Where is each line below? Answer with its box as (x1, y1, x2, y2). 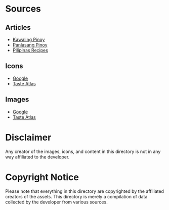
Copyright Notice (5, 171, 79, 183)
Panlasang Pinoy (12, 42, 48, 48)
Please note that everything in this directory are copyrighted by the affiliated (5, 188, 164, 194)
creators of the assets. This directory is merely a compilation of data (5, 193, 148, 199)
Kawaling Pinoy (12, 36, 45, 42)
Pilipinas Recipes (12, 47, 48, 53)
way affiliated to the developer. (5, 153, 70, 160)
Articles (5, 23, 31, 32)
